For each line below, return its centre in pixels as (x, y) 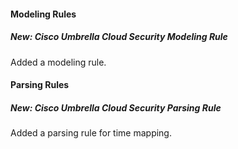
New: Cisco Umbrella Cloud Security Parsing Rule (116, 107)
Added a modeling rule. (58, 62)
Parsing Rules (40, 85)
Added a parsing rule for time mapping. (91, 133)
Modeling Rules (43, 14)
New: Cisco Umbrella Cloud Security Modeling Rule (119, 37)
